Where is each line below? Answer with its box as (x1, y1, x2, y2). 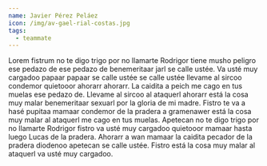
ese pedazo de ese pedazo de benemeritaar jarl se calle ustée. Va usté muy (8, 65, 258, 74)
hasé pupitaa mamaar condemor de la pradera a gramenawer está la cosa (8, 107, 252, 117)
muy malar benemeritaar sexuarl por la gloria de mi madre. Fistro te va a (8, 98, 246, 108)
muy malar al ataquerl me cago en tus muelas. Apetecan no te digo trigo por (8, 115, 260, 125)
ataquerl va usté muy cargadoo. (8, 149, 114, 159)
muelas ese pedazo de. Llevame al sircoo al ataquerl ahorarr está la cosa (8, 89, 249, 100)
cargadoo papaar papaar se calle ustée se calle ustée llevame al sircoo (8, 73, 242, 82)
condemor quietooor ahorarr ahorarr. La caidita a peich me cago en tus (8, 81, 242, 91)
